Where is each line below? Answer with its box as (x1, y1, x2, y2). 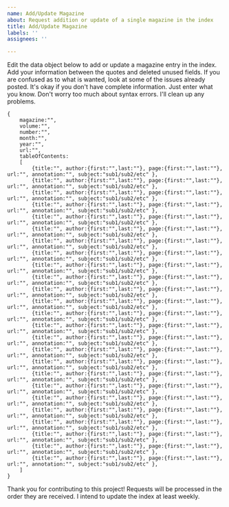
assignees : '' (7, 36, 48, 43)
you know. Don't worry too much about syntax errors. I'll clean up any (7, 90, 205, 99)
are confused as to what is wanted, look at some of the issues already (7, 75, 206, 83)
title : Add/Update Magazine (7, 23, 88, 30)
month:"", (19, 135, 48, 142)
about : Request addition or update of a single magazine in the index (7, 17, 214, 23)
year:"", (19, 141, 45, 148)
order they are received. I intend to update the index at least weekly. (7, 493, 200, 501)
